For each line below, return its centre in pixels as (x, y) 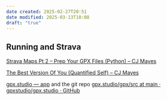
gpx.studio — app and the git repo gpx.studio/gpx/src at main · (83, 85)
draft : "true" (24, 23)
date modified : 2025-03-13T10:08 (48, 17)
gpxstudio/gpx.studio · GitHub (43, 90)
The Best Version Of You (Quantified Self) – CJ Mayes (73, 73)
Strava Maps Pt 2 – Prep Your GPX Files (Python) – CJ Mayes (81, 61)
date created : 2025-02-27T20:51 (46, 12)
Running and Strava (44, 47)
